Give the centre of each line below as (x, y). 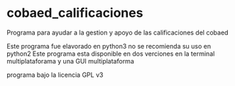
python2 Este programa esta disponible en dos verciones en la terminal (111, 54)
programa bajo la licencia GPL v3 (55, 75)
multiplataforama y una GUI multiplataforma (70, 61)
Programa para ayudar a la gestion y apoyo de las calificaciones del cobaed (117, 32)
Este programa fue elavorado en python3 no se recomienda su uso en (109, 46)
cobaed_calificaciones (75, 13)
